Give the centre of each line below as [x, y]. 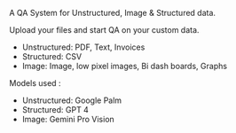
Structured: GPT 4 [55, 110]
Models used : [35, 83]
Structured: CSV [52, 56]
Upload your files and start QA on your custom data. [104, 30]
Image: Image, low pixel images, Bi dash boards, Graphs [125, 66]
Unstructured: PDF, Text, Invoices [83, 47]
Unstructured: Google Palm [72, 100]
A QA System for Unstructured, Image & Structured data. [112, 13]
